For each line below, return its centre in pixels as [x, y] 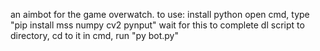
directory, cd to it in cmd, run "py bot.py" [94, 35]
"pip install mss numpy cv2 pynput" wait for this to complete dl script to [157, 25]
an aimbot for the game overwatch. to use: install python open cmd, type [160, 14]
